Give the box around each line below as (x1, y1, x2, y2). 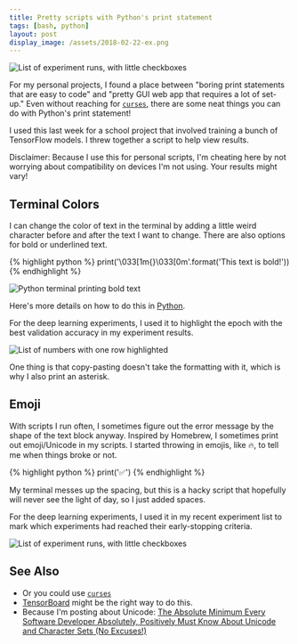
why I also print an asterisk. (9, 371, 109, 382)
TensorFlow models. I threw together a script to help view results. (9, 135, 249, 145)
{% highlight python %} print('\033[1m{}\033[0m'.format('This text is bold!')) (9, 257, 290, 267)
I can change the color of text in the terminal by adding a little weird (9, 220, 257, 232)
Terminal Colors (9, 197, 100, 212)
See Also (9, 564, 60, 579)
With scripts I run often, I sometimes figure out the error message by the (9, 420, 274, 431)
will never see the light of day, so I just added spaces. (9, 493, 206, 504)
